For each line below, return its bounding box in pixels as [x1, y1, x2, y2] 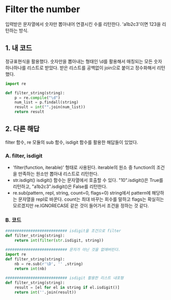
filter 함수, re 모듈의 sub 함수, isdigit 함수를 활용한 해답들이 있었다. [5, 139, 138, 145]
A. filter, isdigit [5, 152, 42, 159]
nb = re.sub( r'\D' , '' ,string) [14, 261, 83, 266]
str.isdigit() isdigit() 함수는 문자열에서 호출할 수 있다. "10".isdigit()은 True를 [12, 177, 163, 183]
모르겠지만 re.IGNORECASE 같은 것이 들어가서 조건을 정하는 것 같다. [12, 203, 149, 209]
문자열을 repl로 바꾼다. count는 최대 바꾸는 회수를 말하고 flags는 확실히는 [18, 196, 164, 202]
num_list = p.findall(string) [14, 100, 79, 105]
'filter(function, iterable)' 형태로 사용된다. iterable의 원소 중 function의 [12, 165, 156, 171]
